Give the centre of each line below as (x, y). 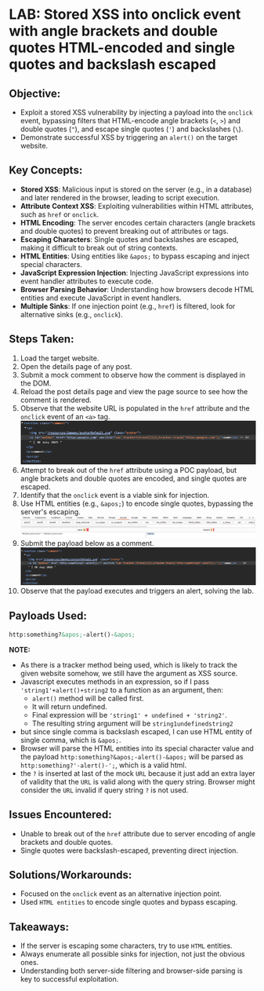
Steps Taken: (42, 339)
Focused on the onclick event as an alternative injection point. (121, 894)
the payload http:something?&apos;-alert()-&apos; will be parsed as (132, 756)
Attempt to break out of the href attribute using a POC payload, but (128, 470)
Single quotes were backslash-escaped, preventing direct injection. (129, 850)
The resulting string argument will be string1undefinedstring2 (132, 723)
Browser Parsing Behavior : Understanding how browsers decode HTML (137, 289)
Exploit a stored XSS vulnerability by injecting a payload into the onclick (136, 112)
